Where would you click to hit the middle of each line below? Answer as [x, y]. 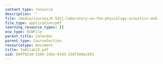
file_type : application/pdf [33, 23]
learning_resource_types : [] [34, 27]
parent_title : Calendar [29, 37]
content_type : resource [29, 9]
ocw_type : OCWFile [24, 32]
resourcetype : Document [29, 45]
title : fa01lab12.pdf [27, 50]
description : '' [21, 14]
